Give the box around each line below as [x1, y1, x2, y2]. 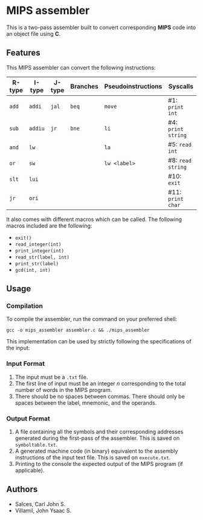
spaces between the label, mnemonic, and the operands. [14, 399, 157, 407]
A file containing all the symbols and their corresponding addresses [14, 428, 184, 436]
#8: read [168, 156, 192, 164]
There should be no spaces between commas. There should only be [14, 393, 185, 400]
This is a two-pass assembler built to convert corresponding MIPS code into [6, 24, 196, 31]
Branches [70, 82, 98, 90]
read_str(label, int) [14, 254, 69, 260]
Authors [6, 484, 38, 495]
